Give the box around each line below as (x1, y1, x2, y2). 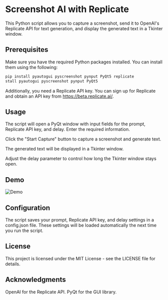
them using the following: (5, 64, 58, 70)
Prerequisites (5, 45, 48, 54)
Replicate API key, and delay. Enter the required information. (5, 126, 130, 132)
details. (5, 261, 21, 267)
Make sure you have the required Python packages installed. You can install (5, 59, 163, 65)
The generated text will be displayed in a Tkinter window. (5, 146, 124, 152)
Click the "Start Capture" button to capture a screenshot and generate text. (5, 136, 161, 142)
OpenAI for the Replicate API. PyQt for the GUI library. (5, 288, 117, 295)
